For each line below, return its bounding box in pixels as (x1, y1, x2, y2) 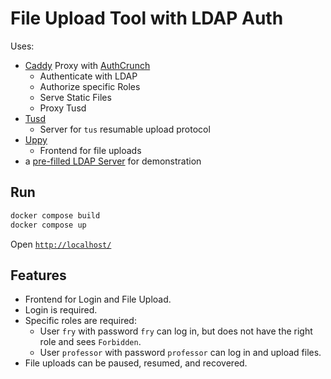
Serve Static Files (39, 91, 112, 103)
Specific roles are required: (24, 315, 137, 327)
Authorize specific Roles (39, 80, 141, 92)
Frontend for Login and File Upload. (24, 293, 172, 306)
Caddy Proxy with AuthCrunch (24, 59, 151, 71)
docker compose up (10, 220, 87, 230)
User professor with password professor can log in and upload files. (39, 347, 322, 359)
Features (10, 267, 67, 284)
